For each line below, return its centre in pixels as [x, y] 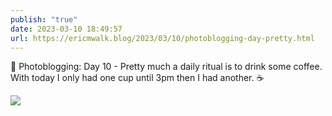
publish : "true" [44, 19]
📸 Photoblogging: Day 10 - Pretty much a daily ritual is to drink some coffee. [166, 67]
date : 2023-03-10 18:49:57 [66, 29]
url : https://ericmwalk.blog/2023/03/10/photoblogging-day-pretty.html [162, 38]
